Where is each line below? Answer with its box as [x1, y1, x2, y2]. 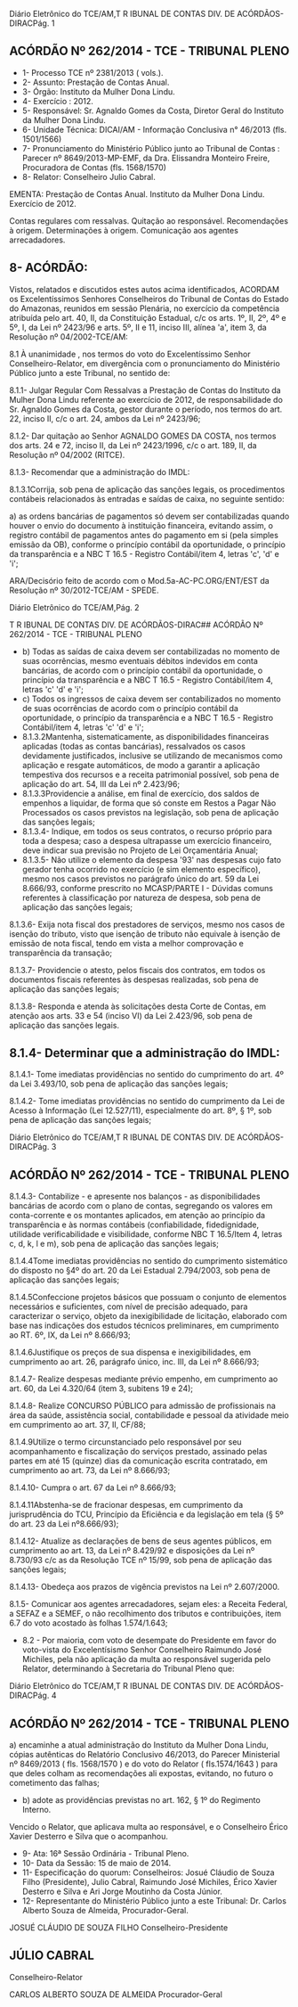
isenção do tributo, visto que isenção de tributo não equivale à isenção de [9, 928, 281, 939]
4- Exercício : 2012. [21, 95, 93, 106]
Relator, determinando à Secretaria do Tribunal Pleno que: [21, 1663, 235, 1675]
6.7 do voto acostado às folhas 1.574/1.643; [9, 1618, 168, 1628]
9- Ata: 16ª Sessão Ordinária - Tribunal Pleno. [21, 1848, 189, 1859]
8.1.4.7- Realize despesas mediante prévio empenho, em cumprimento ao [9, 1373, 278, 1385]
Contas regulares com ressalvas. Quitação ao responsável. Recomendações [9, 215, 289, 226]
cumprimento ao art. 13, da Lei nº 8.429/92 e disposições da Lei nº [9, 1545, 255, 1556]
